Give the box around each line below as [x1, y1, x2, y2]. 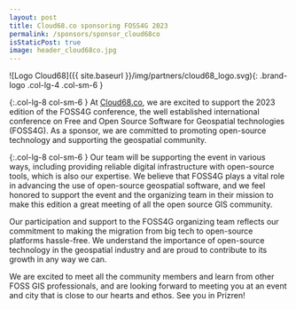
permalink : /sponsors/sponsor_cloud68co [9, 29, 161, 38]
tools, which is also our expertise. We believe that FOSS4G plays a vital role [9, 170, 285, 182]
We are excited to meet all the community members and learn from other [9, 272, 275, 282]
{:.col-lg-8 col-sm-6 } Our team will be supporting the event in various [9, 152, 266, 162]
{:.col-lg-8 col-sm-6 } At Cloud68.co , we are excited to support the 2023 [9, 97, 276, 107]
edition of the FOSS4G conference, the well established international [9, 107, 260, 117]
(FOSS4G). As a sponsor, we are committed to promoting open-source [9, 125, 267, 136]
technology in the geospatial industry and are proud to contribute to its [9, 245, 268, 256]
